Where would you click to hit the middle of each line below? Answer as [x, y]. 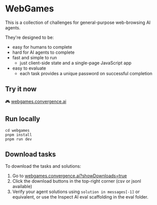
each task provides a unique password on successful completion [86, 73]
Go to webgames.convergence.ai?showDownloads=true [70, 176]
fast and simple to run [34, 57]
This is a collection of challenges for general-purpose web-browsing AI [78, 22]
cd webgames [17, 130]
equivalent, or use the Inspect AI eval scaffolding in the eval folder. [80, 197]
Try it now [21, 89]
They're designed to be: [29, 37]
